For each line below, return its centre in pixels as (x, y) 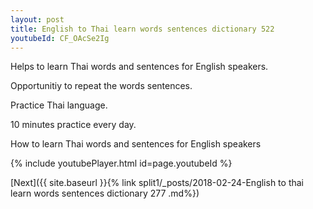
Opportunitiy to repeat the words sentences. (101, 86)
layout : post (37, 19)
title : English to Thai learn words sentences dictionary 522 (142, 29)
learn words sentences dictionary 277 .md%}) (105, 193)
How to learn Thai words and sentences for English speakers (136, 144)
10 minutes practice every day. (73, 125)
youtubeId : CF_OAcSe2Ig (60, 38)
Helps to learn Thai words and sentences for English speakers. (139, 67)
